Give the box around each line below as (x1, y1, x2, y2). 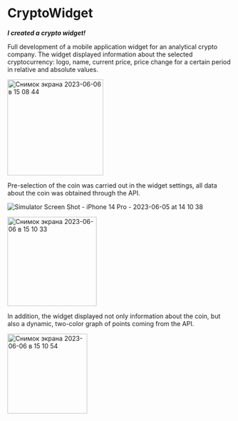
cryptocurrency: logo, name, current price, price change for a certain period (7, 57, 232, 66)
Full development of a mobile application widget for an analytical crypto (7, 42, 218, 51)
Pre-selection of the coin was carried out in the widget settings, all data (7, 181, 217, 190)
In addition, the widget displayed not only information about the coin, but (7, 312, 221, 320)
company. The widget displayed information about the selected (7, 50, 193, 59)
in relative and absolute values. (7, 65, 98, 73)
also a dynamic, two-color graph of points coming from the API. (7, 319, 195, 328)
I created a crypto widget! (7, 29, 86, 37)
